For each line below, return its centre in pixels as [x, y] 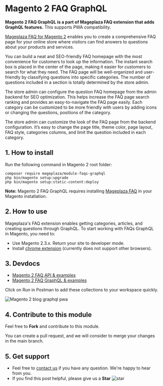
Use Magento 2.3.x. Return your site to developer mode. [68, 243]
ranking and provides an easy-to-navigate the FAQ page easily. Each [74, 102]
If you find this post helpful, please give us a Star [61, 378]
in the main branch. [24, 341]
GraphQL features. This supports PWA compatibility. [58, 27]
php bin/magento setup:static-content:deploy [52, 182]
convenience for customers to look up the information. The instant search [79, 61]
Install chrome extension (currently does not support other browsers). [82, 248]
